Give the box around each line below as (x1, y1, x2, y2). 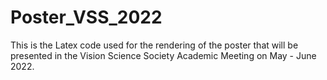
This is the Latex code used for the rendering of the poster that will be (10, 39, 299, 51)
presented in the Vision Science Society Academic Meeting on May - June (10, 49, 317, 61)
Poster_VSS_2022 (10, 6, 163, 29)
